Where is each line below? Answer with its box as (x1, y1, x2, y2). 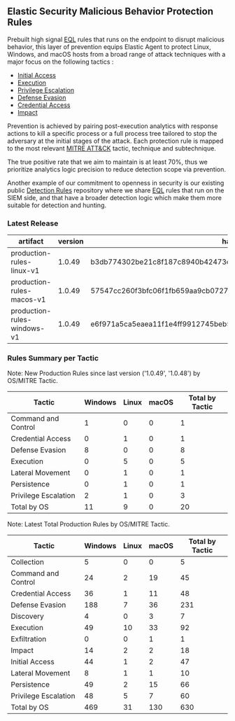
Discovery (10, 612, 44, 622)
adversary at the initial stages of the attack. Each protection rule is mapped (7, 136, 224, 145)
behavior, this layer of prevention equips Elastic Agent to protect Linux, (7, 42, 211, 51)
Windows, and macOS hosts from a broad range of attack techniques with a (7, 50, 226, 58)
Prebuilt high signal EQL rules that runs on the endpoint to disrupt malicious (7, 35, 225, 43)
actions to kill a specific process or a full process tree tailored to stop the (7, 129, 218, 137)
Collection (10, 557, 44, 567)
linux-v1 (10, 266, 40, 276)
